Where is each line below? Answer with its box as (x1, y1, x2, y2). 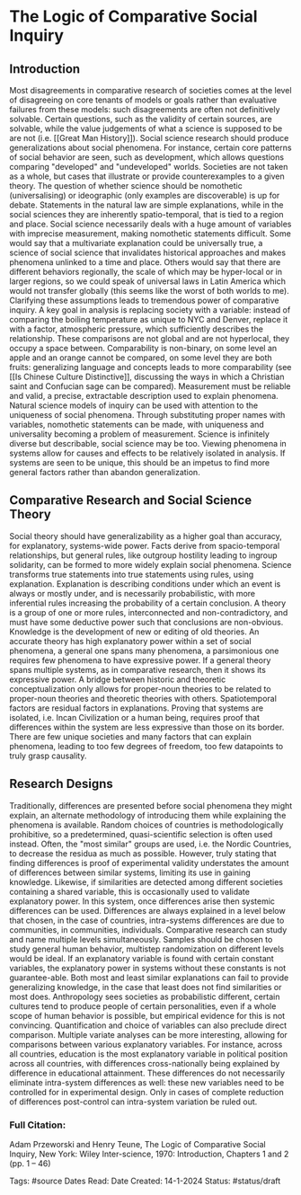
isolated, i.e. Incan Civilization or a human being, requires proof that (9, 712, 261, 722)
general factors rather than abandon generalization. (9, 467, 200, 477)
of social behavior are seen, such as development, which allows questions (9, 152, 285, 163)
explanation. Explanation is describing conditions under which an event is (9, 578, 281, 589)
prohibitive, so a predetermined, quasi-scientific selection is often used (9, 828, 273, 839)
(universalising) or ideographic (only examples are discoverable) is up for (9, 190, 280, 200)
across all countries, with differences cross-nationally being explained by (9, 1058, 280, 1068)
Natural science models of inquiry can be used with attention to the (9, 400, 259, 411)
